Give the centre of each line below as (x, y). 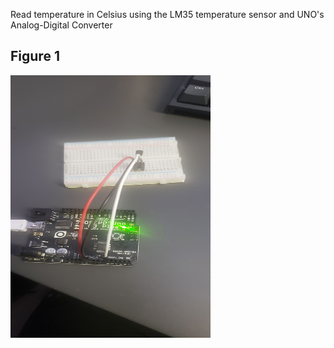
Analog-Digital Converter (61, 25)
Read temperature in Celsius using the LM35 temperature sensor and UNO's (167, 14)
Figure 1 (35, 56)
